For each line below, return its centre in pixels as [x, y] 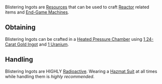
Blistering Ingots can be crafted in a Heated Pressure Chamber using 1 [75, 39]
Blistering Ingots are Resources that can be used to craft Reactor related [77, 7]
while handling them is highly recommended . [50, 76]
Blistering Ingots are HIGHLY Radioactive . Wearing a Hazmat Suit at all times [81, 71]
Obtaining [20, 27]
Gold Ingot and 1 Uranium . [43, 44]
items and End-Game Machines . [37, 12]
